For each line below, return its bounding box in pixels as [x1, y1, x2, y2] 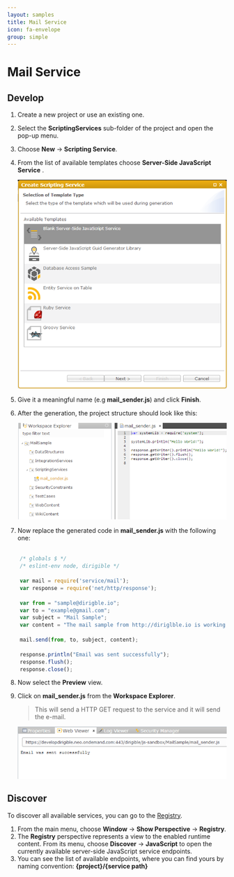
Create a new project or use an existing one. [17, 110, 145, 119]
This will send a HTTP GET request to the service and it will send [34, 705, 221, 714]
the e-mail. [34, 713, 66, 721]
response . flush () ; [19, 658, 73, 665]
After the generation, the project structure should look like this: [17, 409, 198, 418]
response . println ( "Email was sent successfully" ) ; [19, 651, 170, 658]
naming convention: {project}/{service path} [17, 862, 148, 870]
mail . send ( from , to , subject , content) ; [19, 636, 139, 644]
